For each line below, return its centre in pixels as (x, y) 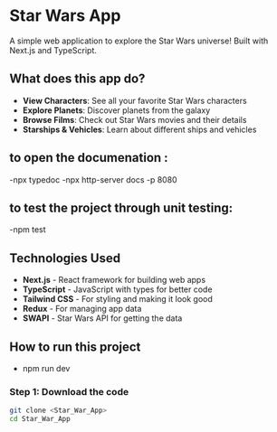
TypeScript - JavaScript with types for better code (117, 289)
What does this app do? (77, 79)
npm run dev (46, 368)
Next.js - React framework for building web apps (114, 280)
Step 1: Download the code (69, 391)
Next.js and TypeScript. (53, 50)
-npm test (28, 230)
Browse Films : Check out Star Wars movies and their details (134, 119)
